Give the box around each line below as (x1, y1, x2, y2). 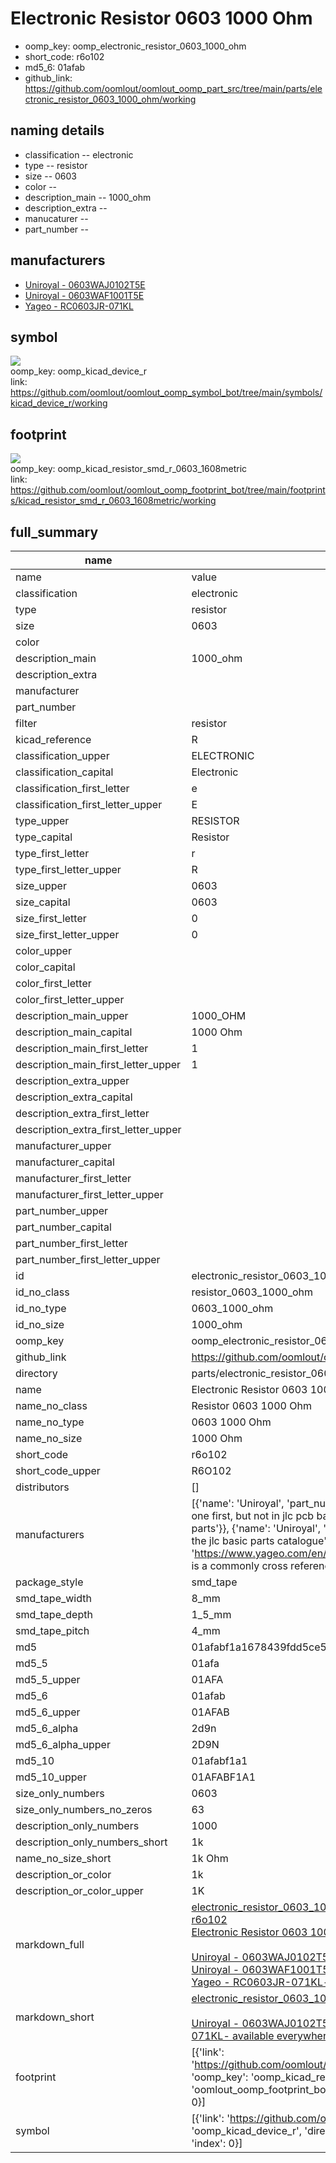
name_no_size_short (15, 1852, 112, 1865)
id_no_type (15, 1302, 67, 1315)
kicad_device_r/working (10, 397, 108, 409)
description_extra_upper (15, 1074, 130, 1087)
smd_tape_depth (15, 1608, 93, 1621)
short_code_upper (15, 1464, 101, 1477)
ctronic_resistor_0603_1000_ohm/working (24, 93, 197, 105)
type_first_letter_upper (15, 863, 122, 876)
